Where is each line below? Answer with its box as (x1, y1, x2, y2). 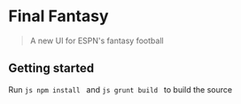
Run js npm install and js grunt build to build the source (8, 84, 232, 94)
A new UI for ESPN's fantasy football (29, 35, 165, 46)
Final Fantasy (8, 6, 109, 26)
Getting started (8, 61, 95, 76)
